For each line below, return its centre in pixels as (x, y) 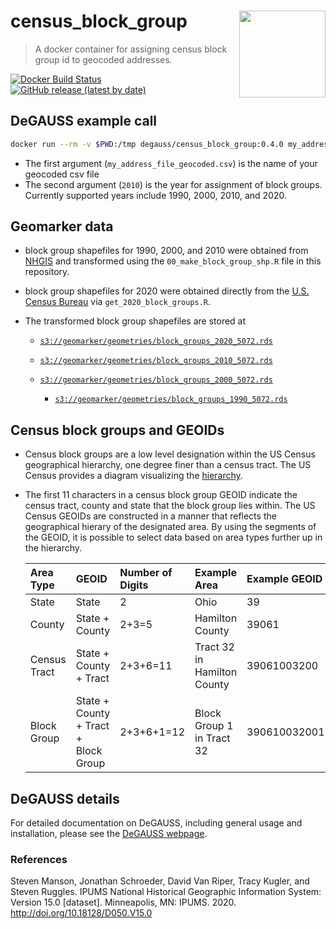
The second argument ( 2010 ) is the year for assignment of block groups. (173, 184)
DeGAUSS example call (84, 121)
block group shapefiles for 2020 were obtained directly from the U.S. (167, 291)
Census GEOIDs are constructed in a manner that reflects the (150, 516)
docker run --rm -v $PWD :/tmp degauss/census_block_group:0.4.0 (147, 144)
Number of (146, 573)
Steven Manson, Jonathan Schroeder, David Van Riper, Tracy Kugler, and (160, 881)
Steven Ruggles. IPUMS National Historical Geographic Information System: (166, 892)
